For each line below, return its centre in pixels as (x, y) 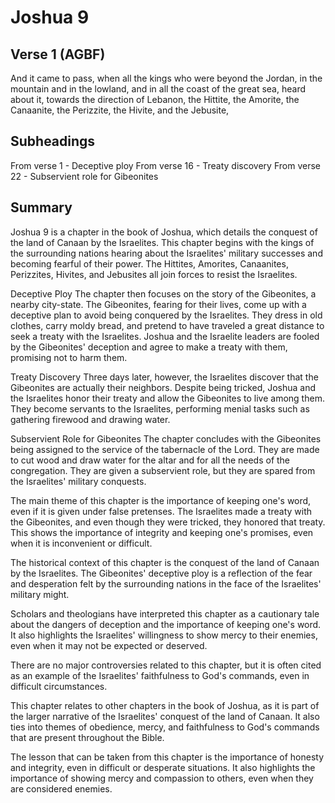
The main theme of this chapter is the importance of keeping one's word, (161, 500)
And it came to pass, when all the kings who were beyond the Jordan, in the (166, 78)
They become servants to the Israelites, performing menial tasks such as (160, 408)
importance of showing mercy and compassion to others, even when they (162, 778)
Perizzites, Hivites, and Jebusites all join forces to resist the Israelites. (154, 274)
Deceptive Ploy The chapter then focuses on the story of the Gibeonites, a (163, 293)
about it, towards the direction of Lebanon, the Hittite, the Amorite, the (155, 99)
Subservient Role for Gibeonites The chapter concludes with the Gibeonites (166, 438)
